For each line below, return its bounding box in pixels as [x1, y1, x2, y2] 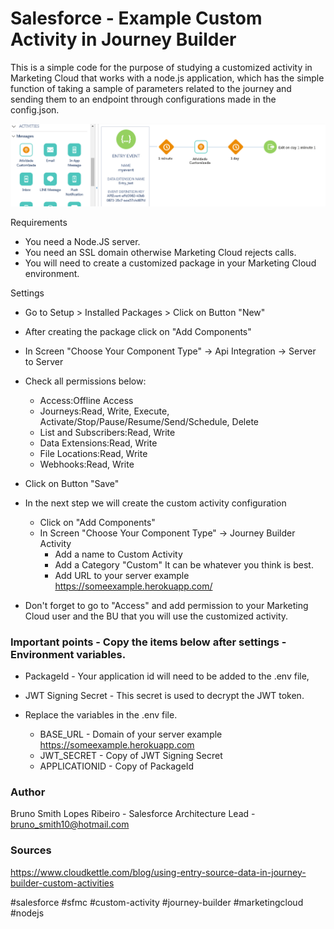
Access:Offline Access [39, 394, 134, 406]
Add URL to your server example [54, 569, 190, 581]
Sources [10, 843, 52, 857]
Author [10, 785, 46, 799]
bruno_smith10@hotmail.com [10, 818, 130, 831]
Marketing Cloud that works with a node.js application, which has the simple [10, 72, 325, 84]
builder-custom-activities [10, 877, 115, 889]
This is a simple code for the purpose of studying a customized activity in [10, 61, 313, 73]
